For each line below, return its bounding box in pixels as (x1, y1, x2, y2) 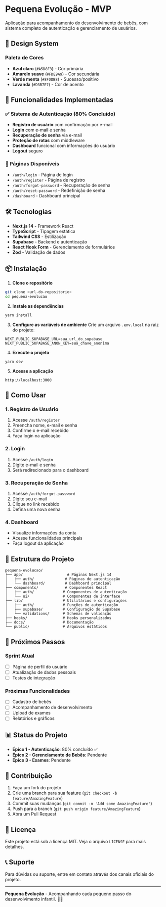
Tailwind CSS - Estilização (12, 234, 67, 239)
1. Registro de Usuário (5, 406, 59, 413)
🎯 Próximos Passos (5, 637, 65, 646)
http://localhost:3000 (5, 378, 52, 382)
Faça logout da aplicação (12, 540, 64, 546)
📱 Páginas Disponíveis (5, 160, 60, 167)
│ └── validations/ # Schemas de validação (5, 611, 112, 617)
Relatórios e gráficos (12, 716, 55, 721)
